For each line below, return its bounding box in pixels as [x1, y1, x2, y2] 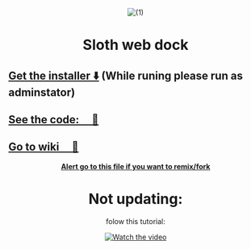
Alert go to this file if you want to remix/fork [61, 161, 211, 171]
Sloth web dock [82, 36, 189, 54]
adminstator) [8, 85, 75, 99]
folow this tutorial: [106, 216, 165, 226]
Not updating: [88, 189, 183, 208]
